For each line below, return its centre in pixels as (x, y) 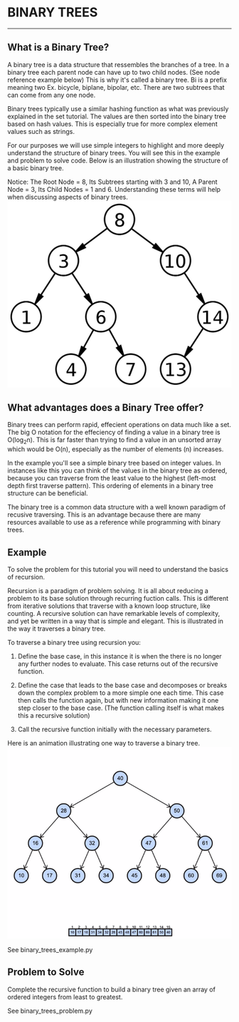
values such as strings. (41, 131)
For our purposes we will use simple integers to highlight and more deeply (116, 145)
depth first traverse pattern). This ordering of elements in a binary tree (110, 486)
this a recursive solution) (54, 716)
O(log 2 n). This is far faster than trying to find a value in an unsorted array (115, 441)
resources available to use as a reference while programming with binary (114, 522)
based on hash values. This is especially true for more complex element (113, 124)
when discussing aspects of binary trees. (68, 197)
